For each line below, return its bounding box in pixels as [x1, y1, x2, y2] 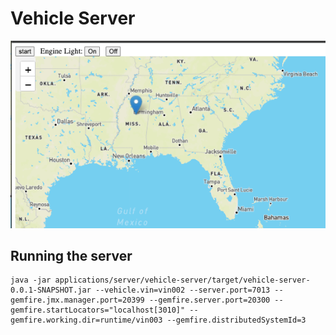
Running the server [10, 248, 133, 264]
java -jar [10, 275, 52, 286]
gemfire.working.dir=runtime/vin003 [10, 315, 163, 326]
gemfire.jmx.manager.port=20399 [10, 295, 145, 306]
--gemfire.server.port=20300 [148, 295, 271, 306]
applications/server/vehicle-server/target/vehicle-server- [54, 275, 311, 286]
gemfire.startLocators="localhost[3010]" [10, 305, 186, 316]
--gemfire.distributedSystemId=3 [166, 315, 307, 326]
